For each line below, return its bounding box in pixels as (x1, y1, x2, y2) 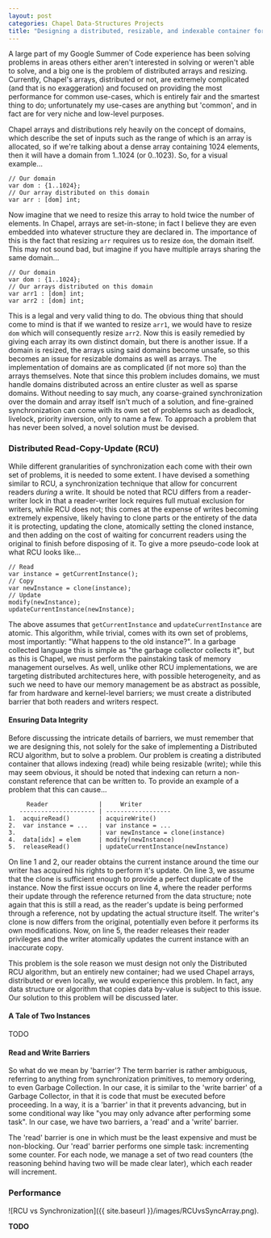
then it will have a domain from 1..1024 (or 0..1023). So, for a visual (8, 150, 228, 160)
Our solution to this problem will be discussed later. (8, 992, 179, 1002)
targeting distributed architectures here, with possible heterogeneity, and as (8, 671, 261, 680)
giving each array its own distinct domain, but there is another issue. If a (8, 337, 248, 347)
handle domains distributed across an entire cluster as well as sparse (8, 380, 238, 390)
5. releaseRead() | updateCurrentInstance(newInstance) (8, 842, 229, 851)
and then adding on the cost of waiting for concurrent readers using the (8, 530, 248, 540)
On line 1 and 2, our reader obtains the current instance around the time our (8, 857, 260, 866)
